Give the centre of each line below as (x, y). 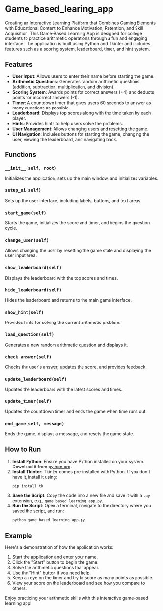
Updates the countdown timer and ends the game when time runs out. (76, 412)
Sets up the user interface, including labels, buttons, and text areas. (73, 200)
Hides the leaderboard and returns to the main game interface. (68, 300)
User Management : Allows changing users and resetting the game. (80, 129)
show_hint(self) (25, 312)
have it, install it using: (35, 477)
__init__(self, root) (31, 168)
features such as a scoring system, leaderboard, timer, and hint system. (78, 49)
